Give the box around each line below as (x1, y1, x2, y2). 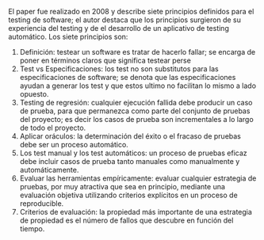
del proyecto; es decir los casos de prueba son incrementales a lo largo (19, 115, 254, 124)
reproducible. (19, 199, 64, 208)
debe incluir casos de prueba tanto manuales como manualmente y (19, 157, 240, 166)
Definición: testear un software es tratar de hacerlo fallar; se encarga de (19, 48, 256, 56)
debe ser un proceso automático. (19, 140, 128, 149)
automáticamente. (19, 166, 79, 174)
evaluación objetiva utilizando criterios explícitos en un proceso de (19, 190, 238, 200)
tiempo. (19, 224, 45, 233)
